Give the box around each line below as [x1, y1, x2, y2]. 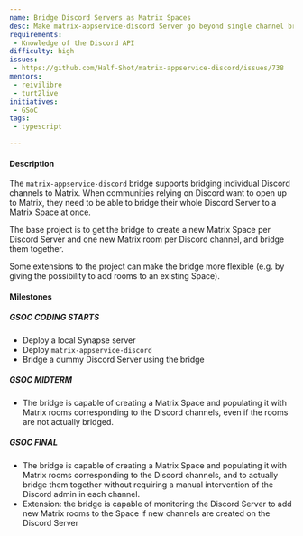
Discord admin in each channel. [22, 488, 141, 499]
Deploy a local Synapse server [22, 335, 136, 346]
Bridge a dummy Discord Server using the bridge [22, 354, 205, 365]
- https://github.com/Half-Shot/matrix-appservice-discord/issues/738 [13, 64, 284, 73]
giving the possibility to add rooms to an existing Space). [9, 271, 221, 282]
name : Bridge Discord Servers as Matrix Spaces [9, 13, 192, 23]
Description [9, 158, 55, 169]
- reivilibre [13, 80, 63, 89]
